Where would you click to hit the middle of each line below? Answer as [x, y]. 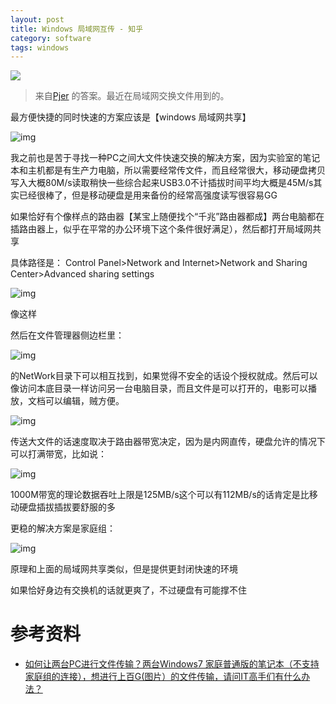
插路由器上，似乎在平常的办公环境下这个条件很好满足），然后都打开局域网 [161, 229]
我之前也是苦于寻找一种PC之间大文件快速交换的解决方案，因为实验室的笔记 [165, 158]
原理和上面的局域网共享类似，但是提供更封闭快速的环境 [124, 569]
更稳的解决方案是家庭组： [63, 528]
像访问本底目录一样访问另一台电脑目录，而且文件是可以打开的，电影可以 [159, 388]
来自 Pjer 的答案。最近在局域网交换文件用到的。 [132, 96]
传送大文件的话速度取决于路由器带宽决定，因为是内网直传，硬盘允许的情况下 [168, 442]
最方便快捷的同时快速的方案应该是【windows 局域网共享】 [131, 117]
